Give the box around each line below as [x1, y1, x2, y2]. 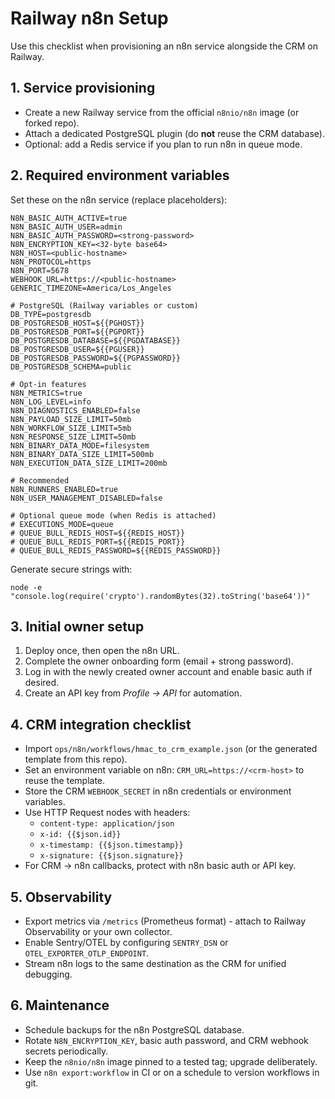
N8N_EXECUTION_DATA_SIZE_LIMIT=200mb [10, 458, 168, 468]
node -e [10, 582, 43, 592]
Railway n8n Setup [10, 7, 169, 30]
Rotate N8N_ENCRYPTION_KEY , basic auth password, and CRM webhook [24, 1034, 309, 1046]
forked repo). [24, 117, 80, 129]
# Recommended [10, 475, 70, 486]
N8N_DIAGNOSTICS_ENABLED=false [10, 405, 141, 416]
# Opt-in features [10, 379, 87, 389]
